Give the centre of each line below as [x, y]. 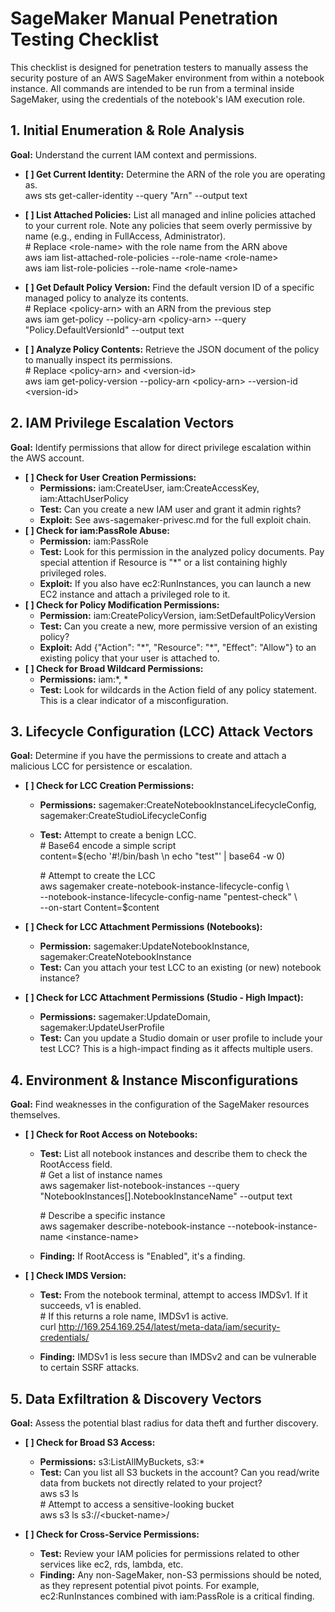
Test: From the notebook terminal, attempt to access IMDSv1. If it [173, 1295]
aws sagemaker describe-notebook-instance [132, 1226]
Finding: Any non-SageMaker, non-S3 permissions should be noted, [180, 1575]
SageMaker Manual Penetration [144, 18]
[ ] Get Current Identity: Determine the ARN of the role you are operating [175, 174]
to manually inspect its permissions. [98, 359]
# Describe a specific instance [102, 1216]
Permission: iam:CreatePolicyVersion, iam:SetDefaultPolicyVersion [177, 615]
